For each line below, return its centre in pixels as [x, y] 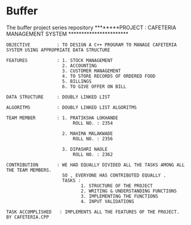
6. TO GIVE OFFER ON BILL [94, 87]
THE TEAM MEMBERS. [29, 170]
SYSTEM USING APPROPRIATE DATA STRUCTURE [58, 50]
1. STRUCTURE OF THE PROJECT [117, 186]
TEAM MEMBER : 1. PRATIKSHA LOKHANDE [62, 118]
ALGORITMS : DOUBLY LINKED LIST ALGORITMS [71, 107]
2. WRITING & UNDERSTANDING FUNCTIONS [129, 191]
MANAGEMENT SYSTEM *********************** [68, 33]
